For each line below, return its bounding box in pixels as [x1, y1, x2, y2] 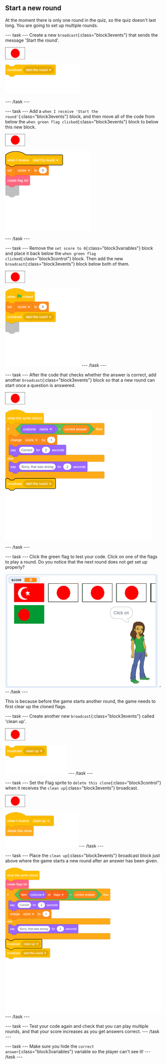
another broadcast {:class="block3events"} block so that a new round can [5, 377, 155, 383]
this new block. [5, 124, 36, 130]
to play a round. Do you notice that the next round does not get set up [5, 559, 148, 564]
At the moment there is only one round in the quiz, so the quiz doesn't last [5, 17, 156, 23]
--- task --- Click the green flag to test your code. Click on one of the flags [5, 554, 158, 560]
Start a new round [5, 4, 61, 12]
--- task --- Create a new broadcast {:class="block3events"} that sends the [5, 32, 158, 38]
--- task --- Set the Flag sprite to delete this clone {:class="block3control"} [5, 780, 162, 785]
